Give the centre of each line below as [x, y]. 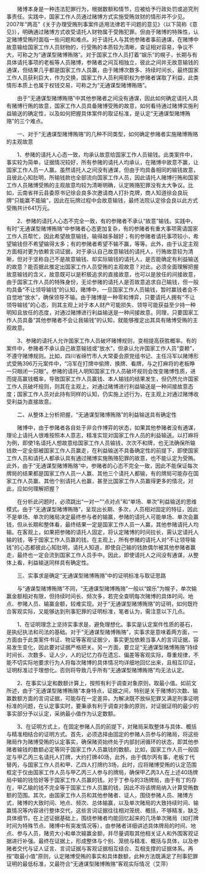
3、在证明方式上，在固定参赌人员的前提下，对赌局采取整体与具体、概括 [107, 727]
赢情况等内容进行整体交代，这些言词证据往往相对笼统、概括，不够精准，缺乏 [103, 810]
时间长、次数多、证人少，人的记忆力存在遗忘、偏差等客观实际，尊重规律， [100, 655]
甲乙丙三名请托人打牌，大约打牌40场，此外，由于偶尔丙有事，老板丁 [103, 757]
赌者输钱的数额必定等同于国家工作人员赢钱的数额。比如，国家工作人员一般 [100, 749]
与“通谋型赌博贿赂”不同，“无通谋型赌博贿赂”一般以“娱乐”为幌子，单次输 [107, 588]
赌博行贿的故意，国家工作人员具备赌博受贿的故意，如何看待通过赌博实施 [102, 106]
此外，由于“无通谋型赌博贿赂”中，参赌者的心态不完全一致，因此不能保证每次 [102, 466]
